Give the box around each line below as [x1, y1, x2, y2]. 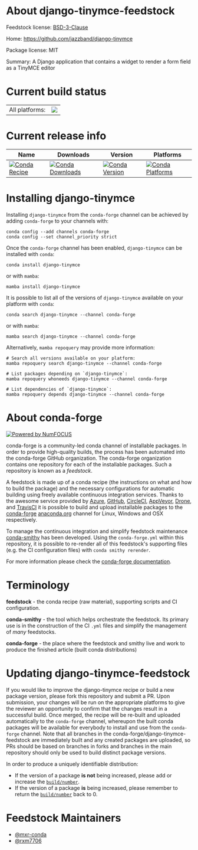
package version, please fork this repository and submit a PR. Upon [6, 692, 170, 699]
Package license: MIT [6, 46, 59, 54]
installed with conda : [6, 250, 55, 257]
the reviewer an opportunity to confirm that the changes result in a [6, 705, 168, 712]
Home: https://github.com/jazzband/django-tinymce [6, 35, 133, 42]
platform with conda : [6, 300, 55, 308]
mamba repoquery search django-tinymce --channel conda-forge [6, 360, 162, 367]
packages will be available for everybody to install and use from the [6, 724, 170, 731]
